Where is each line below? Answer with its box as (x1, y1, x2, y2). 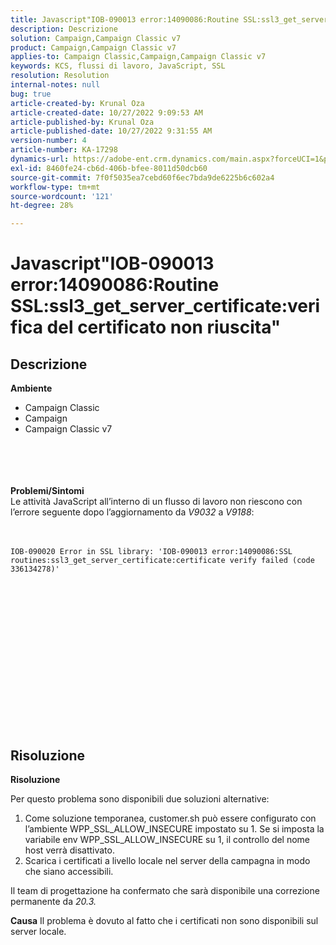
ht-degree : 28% (10, 201, 74, 211)
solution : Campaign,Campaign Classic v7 (10, 33, 182, 43)
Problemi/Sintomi (10, 485, 85, 497)
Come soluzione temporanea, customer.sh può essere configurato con (24, 812, 317, 824)
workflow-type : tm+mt (10, 182, 101, 192)
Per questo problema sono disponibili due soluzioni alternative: (10, 792, 270, 805)
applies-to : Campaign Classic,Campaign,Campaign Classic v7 (10, 52, 267, 62)
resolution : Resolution (10, 71, 110, 81)
